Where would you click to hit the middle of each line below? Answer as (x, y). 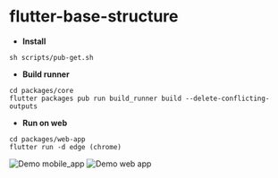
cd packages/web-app (48, 139)
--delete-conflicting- (227, 98)
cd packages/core (42, 90)
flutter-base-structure (94, 17)
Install (34, 41)
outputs (24, 106)
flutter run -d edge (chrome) (66, 147)
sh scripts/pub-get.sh (51, 57)
